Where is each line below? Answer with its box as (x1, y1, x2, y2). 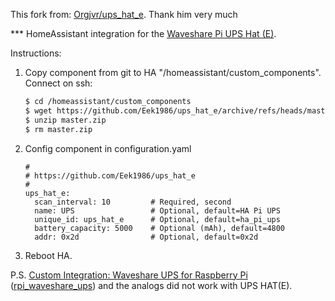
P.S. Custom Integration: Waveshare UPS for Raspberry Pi (10, 269, 248, 281)
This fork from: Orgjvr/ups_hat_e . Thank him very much (10, 9, 238, 20)
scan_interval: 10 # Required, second (34, 197, 232, 207)
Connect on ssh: (24, 77, 93, 89)
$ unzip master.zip (24, 115, 107, 125)
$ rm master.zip (24, 124, 93, 134)
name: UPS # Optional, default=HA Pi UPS (34, 205, 281, 216)
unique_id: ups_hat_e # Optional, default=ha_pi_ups (34, 214, 281, 224)
